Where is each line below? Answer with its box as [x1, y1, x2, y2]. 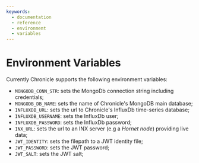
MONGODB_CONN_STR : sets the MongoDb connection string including [14, 87, 174, 95]
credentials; [14, 94, 44, 101]
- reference [11, 20, 42, 25]
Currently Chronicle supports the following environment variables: [6, 76, 168, 83]
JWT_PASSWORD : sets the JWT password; [14, 144, 110, 151]
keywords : [6, 8, 31, 15]
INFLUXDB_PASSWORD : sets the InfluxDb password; [14, 119, 132, 126]
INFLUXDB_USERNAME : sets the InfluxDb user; [14, 113, 119, 120]
